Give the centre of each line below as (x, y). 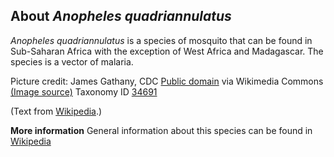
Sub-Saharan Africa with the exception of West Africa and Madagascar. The (167, 51)
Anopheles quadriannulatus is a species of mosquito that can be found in (161, 40)
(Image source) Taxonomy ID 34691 (84, 91)
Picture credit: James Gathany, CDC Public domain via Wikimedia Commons (167, 81)
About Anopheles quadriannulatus (121, 16)
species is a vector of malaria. (72, 61)
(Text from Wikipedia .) (56, 111)
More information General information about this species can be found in (161, 130)
